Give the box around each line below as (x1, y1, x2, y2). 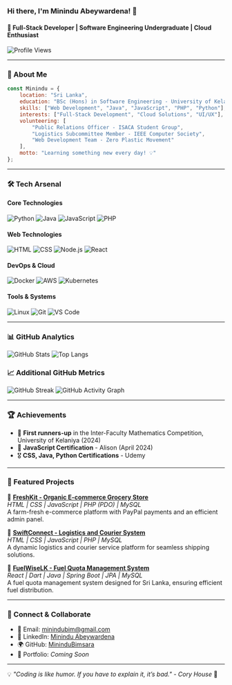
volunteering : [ (19, 117, 67, 124)
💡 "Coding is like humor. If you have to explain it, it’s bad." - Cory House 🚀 (7, 670, 218, 679)
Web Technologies (7, 230, 62, 238)
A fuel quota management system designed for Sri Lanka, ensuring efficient (7, 578, 223, 586)
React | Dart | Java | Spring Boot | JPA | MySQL (7, 571, 143, 579)
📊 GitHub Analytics (7, 331, 75, 341)
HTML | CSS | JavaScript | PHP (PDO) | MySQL (7, 500, 142, 508)
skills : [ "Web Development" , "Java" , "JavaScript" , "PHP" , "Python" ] (19, 105, 224, 112)
